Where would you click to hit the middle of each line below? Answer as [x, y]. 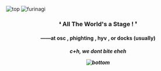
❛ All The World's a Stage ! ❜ [98, 24]
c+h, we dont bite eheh [98, 51]
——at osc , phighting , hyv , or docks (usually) [98, 38]
